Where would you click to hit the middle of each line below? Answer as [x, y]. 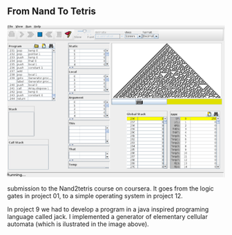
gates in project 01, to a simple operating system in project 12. [95, 195]
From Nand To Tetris [52, 11]
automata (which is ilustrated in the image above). [78, 224]
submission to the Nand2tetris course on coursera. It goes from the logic [110, 188]
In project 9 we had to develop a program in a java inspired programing [108, 209]
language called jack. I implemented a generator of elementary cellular [108, 216]
